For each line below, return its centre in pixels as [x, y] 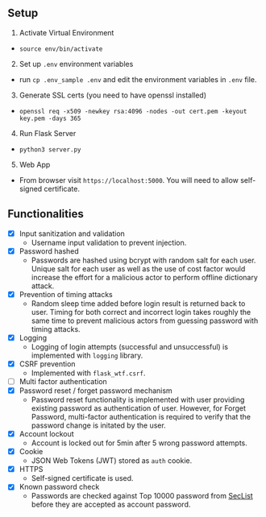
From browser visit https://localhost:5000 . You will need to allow [129, 180]
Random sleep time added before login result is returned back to [138, 303]
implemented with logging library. [87, 355]
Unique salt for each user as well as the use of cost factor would [138, 268]
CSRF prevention [47, 364]
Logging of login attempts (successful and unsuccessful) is [130, 346]
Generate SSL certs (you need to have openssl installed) [113, 95]
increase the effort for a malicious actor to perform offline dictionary [145, 277]
